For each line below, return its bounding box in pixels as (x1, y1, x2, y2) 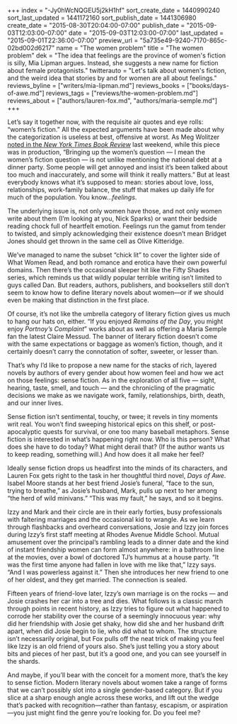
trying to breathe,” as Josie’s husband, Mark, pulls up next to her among (7, 486, 218, 495)
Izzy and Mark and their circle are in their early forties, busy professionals (7, 508, 223, 516)
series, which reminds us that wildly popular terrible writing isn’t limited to (7, 273, 222, 282)
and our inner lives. (7, 399, 64, 407)
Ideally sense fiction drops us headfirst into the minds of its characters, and (7, 464, 228, 472)
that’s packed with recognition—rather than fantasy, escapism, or (7, 701, 198, 709)
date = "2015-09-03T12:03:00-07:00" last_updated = (68, 28, 224, 37)
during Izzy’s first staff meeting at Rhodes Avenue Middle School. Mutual (7, 530, 219, 538)
